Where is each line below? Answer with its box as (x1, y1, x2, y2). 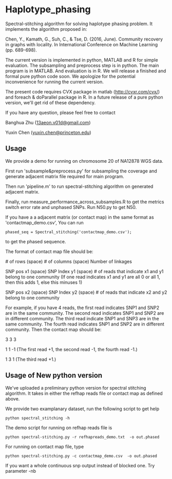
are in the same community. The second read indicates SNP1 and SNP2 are (5, 310, 164, 316)
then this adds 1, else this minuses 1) (5, 279, 83, 285)
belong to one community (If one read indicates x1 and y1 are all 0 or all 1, (5, 274, 161, 280)
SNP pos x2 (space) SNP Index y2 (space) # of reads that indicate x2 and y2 (5, 289, 167, 295)
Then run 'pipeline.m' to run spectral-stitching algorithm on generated (5, 183, 154, 189)
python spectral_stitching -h (5, 415, 70, 420)
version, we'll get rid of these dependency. (5, 99, 96, 106)
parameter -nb (5, 468, 36, 474)
